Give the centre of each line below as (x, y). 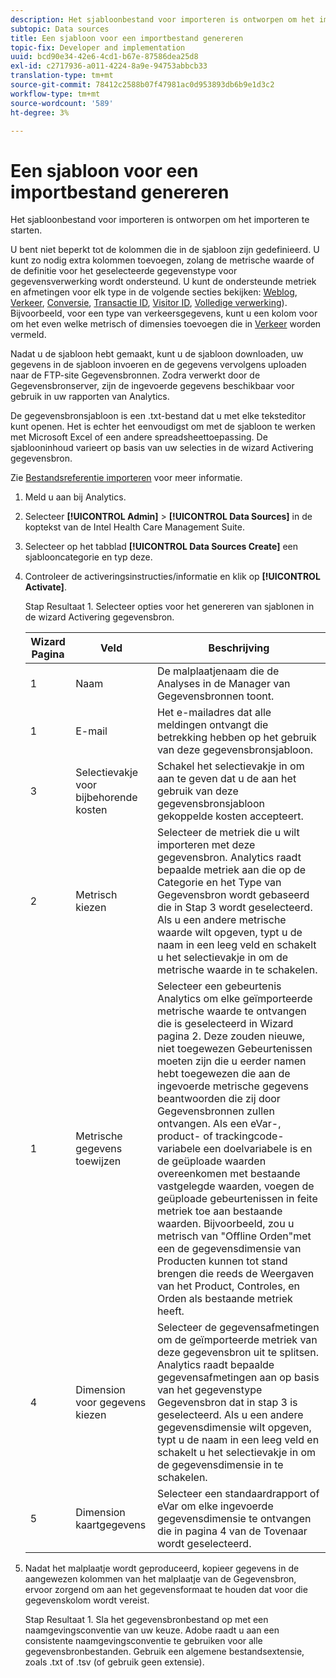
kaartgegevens (111, 1525)
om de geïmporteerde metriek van (237, 1340)
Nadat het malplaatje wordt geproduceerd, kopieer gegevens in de (162, 1568)
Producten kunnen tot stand (222, 1261)
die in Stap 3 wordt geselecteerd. (234, 908)
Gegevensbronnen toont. (215, 696)
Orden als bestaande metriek (224, 1299)
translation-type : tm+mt (62, 76)
